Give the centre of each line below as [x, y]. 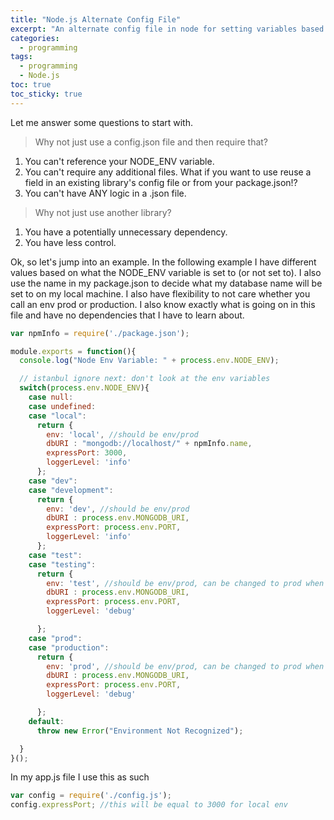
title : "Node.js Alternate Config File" [96, 19]
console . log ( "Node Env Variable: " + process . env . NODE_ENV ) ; [149, 361]
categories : [35, 38]
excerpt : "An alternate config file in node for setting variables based [167, 29]
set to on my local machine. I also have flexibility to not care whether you [160, 293]
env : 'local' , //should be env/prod [122, 434]
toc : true [31, 85]
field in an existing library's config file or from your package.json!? [161, 182]
